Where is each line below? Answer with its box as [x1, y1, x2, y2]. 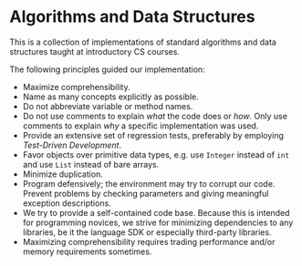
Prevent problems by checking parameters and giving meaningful [22, 188, 269, 199]
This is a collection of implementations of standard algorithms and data [9, 36, 276, 47]
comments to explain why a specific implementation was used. [22, 120, 259, 131]
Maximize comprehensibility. [22, 81, 130, 92]
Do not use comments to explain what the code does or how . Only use [22, 110, 287, 121]
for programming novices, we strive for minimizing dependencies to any [22, 217, 294, 228]
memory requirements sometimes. [22, 246, 152, 257]
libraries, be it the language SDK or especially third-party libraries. [22, 226, 272, 238]
